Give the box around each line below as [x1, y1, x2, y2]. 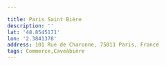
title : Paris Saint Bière [7, 16, 82, 23]
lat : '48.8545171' [7, 29, 60, 36]
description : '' [7, 22, 54, 29]
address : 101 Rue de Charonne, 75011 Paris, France [7, 42, 159, 49]
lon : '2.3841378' [7, 35, 57, 42]
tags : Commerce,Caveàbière [7, 48, 85, 55]
